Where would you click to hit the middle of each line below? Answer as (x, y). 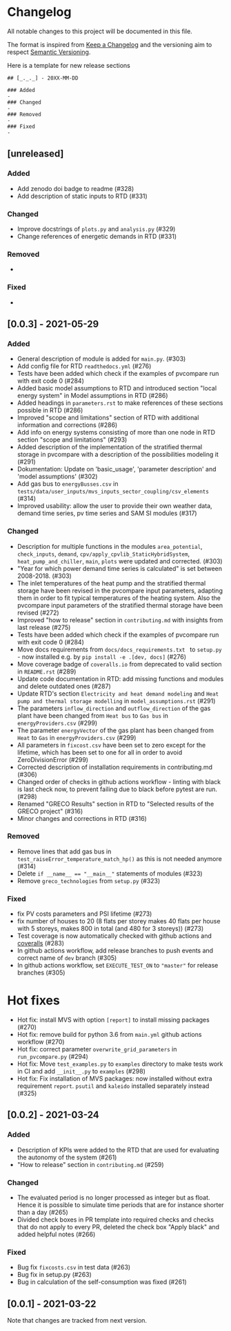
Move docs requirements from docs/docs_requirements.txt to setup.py (119, 649)
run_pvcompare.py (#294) (52, 1057)
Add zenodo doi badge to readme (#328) (76, 188)
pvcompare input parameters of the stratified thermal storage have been (120, 605)
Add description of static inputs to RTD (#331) (82, 196)
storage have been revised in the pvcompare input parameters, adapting (120, 590)
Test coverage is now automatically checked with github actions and (114, 936)
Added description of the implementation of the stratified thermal (110, 447)
